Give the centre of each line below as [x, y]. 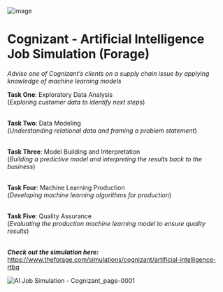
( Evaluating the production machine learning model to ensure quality [107, 223]
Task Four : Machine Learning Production [66, 187]
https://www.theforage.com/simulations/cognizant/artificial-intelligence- [112, 259]
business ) [21, 166]
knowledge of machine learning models [64, 81]
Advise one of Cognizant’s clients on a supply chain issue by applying [108, 73]
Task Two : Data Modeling [44, 123]
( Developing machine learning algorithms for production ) [89, 195]
